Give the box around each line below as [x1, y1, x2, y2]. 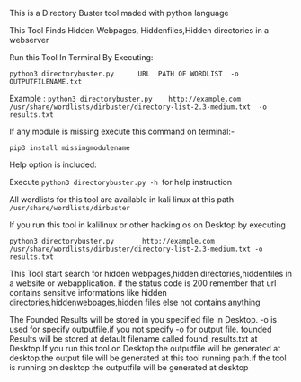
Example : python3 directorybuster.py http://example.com [9, 93, 241, 103]
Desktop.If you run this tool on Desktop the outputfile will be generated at [9, 343, 281, 353]
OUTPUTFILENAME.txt [9, 77, 83, 86]
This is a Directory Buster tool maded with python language [9, 8, 229, 18]
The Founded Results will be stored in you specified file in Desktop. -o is [9, 315, 277, 324]
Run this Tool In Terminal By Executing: [9, 52, 154, 62]
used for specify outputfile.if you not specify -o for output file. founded [9, 324, 272, 334]
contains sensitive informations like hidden [9, 288, 168, 298]
